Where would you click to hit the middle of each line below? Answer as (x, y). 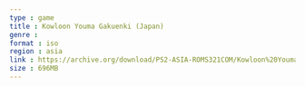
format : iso (34, 43)
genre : (24, 34)
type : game (32, 18)
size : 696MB (34, 69)
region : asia (36, 52)
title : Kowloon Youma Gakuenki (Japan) (87, 26)
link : (22, 60)
